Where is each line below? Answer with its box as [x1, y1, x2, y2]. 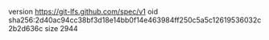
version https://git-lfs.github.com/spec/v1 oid [8, 7, 159, 16]
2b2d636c [8, 24, 43, 33]
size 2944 [44, 24, 78, 33]
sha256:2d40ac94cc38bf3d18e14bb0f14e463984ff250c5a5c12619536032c [8, 15, 262, 25]
